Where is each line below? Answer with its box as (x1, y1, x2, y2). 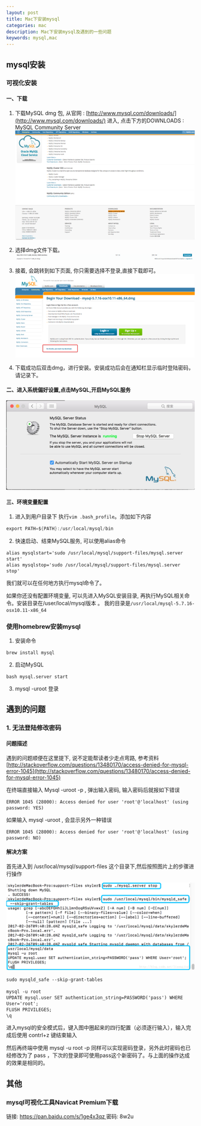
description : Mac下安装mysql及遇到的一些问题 (6, 29, 112, 35)
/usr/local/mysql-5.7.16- (130, 600, 195, 606)
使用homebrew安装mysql (6, 622, 81, 630)
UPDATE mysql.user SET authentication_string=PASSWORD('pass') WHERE (6, 995, 184, 1001)
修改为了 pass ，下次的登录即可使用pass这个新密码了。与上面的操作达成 (11, 1052, 190, 1059)
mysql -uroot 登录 (14, 684, 59, 692)
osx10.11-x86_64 (6, 607, 47, 613)
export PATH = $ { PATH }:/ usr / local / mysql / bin (6, 526, 114, 532)
